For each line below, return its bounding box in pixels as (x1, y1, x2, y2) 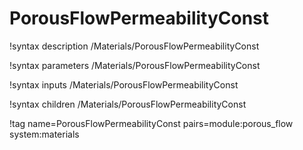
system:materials (9, 128, 80, 140)
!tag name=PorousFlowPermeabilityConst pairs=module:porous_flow (9, 117, 294, 129)
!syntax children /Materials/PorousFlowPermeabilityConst (9, 98, 247, 110)
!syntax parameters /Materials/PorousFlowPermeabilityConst (9, 59, 261, 71)
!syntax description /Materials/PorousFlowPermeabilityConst (9, 40, 260, 52)
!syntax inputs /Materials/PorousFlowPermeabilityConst (9, 78, 239, 91)
